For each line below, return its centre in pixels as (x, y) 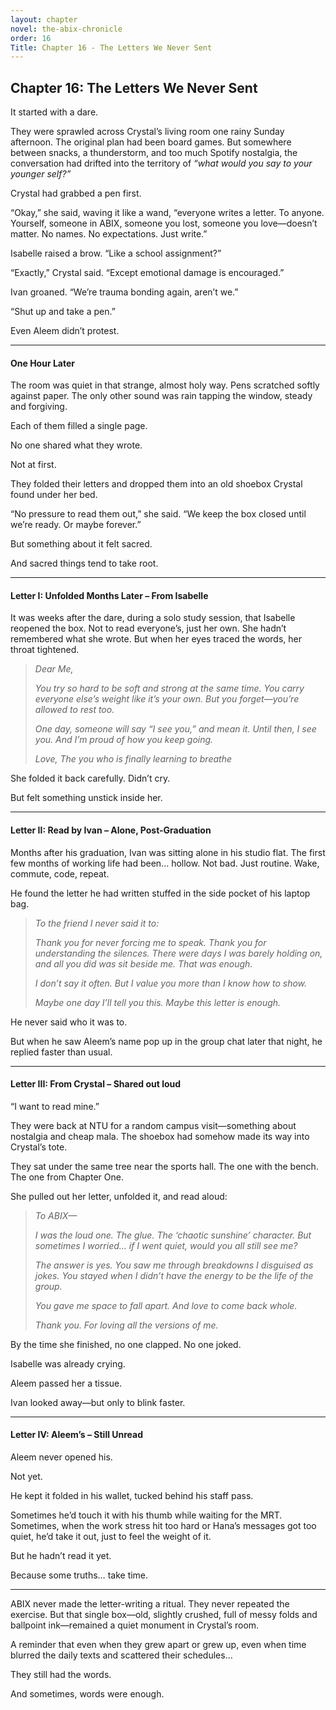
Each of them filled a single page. (79, 426)
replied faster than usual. (61, 1052)
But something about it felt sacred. (81, 544)
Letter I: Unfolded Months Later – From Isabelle (109, 595)
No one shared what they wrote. (76, 445)
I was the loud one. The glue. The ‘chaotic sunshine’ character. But (173, 1235)
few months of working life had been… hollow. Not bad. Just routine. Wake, (165, 863)
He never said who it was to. (69, 1022)
